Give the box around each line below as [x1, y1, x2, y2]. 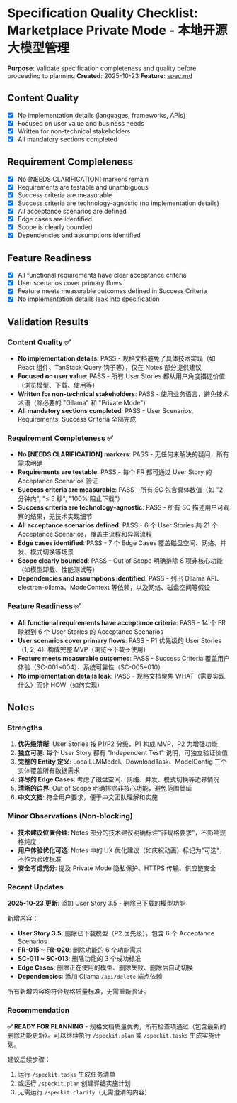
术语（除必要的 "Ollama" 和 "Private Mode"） [17, 399, 150, 407]
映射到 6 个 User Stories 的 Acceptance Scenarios [17, 627, 164, 636]
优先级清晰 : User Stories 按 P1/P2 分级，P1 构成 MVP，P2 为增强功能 [17, 740, 218, 748]
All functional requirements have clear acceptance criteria [17, 271, 187, 280]
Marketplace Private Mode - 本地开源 [7, 23, 228, 38]
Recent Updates [7, 882, 64, 891]
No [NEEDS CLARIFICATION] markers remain [17, 175, 149, 183]
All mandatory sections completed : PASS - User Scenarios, [17, 407, 194, 415]
